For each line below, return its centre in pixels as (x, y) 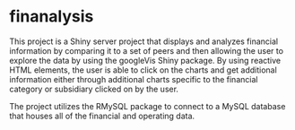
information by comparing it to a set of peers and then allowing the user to (147, 50)
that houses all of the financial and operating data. (102, 116)
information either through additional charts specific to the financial (134, 79)
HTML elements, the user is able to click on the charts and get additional (143, 70)
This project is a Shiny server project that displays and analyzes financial (144, 41)
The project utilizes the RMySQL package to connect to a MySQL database (147, 106)
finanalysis (52, 17)
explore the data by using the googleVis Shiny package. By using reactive (145, 60)
